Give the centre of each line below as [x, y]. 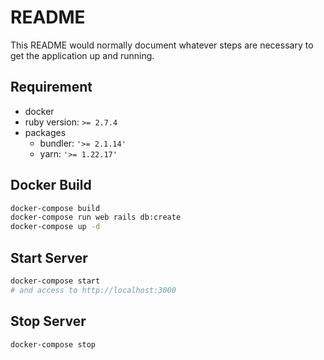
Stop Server [48, 321]
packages [45, 132]
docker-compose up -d [55, 227]
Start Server [49, 257]
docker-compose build [55, 208]
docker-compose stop [53, 344]
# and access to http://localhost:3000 [93, 290]
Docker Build [51, 185]
